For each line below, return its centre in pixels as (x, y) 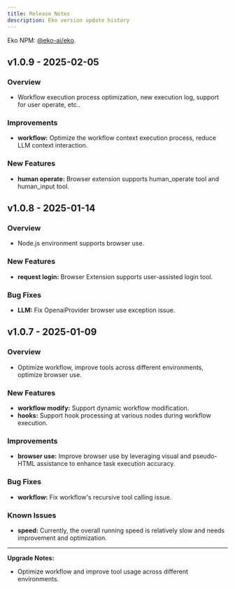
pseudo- (205, 456)
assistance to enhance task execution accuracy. (106, 464)
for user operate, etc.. (49, 105)
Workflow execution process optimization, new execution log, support (118, 97)
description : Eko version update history (69, 20)
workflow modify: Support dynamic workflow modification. (103, 408)
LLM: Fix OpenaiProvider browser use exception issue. (96, 310)
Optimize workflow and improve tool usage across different (103, 572)
